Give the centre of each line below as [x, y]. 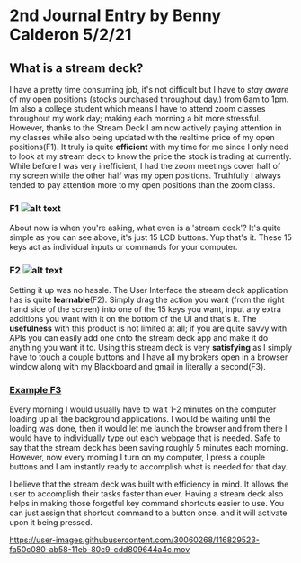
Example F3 [35, 389]
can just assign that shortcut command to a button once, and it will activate [148, 513]
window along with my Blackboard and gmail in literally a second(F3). [138, 366]
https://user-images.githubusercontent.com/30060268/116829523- [135, 540]
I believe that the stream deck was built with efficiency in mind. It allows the [149, 484]
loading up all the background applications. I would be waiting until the [140, 418]
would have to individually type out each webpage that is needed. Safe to [145, 438]
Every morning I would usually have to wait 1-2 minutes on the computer [143, 409]
